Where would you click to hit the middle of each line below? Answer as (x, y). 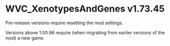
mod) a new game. (25, 38)
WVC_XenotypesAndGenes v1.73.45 (85, 9)
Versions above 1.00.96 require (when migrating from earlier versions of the (85, 32)
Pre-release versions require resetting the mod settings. (64, 23)
